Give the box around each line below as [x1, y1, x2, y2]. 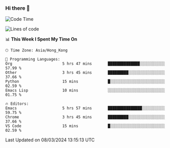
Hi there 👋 [5, 5, 31, 12]
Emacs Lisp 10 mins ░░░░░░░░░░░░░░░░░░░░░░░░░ [5, 88, 165, 93]
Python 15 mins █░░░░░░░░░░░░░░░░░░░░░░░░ [5, 79, 165, 84]
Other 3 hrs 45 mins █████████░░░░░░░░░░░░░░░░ [5, 70, 165, 75]
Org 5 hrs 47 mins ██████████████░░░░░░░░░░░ [5, 61, 165, 67]
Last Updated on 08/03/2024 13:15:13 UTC [5, 137, 95, 143]
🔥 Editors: [5, 101, 29, 106]
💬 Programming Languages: [5, 57, 60, 62]
